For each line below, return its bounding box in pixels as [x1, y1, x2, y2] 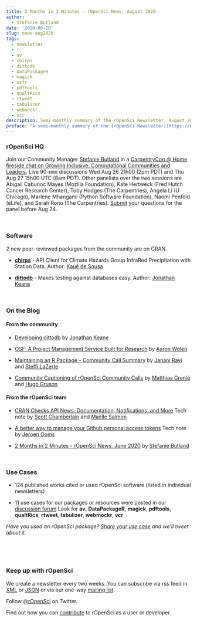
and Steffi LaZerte [14, 363, 59, 370]
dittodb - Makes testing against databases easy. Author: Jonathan [14, 274, 175, 281]
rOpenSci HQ [6, 142, 45, 150]
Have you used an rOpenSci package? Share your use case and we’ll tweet [6, 523, 189, 530]
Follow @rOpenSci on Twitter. [6, 597, 78, 604]
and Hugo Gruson [14, 380, 58, 387]
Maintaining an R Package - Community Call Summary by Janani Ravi [14, 356, 182, 364]
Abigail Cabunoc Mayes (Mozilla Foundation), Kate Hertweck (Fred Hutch [6, 181, 183, 188]
